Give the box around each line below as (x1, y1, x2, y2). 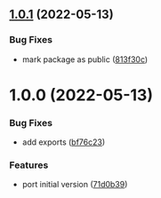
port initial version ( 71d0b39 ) (21, 179, 128, 190)
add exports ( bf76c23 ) (21, 137, 106, 147)
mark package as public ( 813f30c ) (21, 53, 149, 65)
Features (9, 159, 49, 171)
